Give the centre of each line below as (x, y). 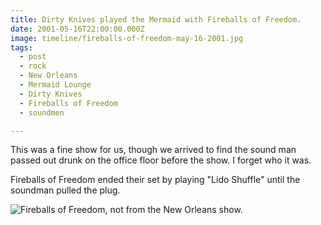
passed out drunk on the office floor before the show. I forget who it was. (161, 160)
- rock (33, 66)
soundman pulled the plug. (65, 190)
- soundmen (42, 112)
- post (33, 57)
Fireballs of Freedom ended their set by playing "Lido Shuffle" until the (155, 180)
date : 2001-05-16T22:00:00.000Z (77, 29)
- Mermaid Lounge (55, 85)
